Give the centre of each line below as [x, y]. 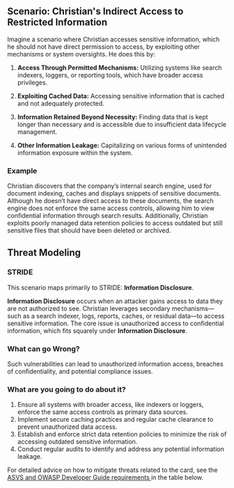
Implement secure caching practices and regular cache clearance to [115, 420]
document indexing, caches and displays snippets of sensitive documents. [114, 193]
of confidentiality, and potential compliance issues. [80, 371]
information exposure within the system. [75, 152]
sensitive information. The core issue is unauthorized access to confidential [116, 323]
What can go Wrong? [44, 348]
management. [37, 131]
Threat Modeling [44, 252]
